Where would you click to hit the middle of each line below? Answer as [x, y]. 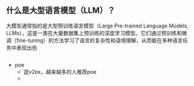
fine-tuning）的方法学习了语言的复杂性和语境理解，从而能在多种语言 [99, 40]
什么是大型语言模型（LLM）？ [61, 11]
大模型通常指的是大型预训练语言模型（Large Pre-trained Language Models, [97, 26]
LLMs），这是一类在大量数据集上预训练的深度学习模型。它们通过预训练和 [94, 33]
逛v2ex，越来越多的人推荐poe [60, 72]
